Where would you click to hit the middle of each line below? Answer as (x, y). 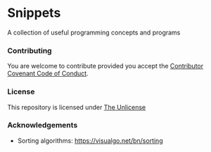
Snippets (34, 13)
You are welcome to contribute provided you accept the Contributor (105, 66)
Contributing (30, 51)
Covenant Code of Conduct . (48, 74)
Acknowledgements (43, 125)
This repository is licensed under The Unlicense (77, 107)
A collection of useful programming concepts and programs (94, 32)
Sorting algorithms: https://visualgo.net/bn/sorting (90, 140)
